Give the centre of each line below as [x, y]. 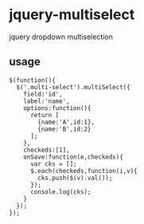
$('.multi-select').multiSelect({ [73, 87]
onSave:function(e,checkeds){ [74, 157]
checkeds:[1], [47, 150]
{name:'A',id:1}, [66, 122]
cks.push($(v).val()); [75, 178]
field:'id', [43, 94]
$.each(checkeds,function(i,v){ [84, 171]
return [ [45, 115]
